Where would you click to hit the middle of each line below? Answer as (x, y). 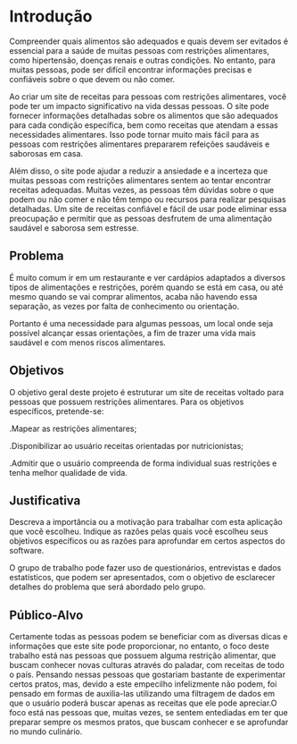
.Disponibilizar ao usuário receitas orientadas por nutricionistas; (126, 445)
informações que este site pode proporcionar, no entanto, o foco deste (139, 647)
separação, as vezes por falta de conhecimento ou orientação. (124, 306)
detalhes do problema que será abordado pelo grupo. (107, 587)
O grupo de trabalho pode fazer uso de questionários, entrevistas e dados (145, 568)
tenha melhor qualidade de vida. (68, 472)
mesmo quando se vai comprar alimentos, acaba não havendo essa (133, 296)
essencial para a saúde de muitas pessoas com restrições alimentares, (140, 50)
